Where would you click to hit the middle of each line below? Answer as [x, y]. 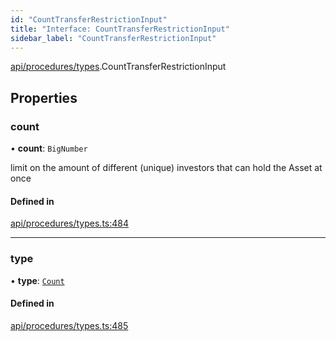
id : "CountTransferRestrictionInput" [89, 19]
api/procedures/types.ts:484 [70, 223]
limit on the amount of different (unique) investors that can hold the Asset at [166, 168]
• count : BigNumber [49, 148]
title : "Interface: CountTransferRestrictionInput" [120, 29]
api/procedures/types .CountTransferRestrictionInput [118, 67]
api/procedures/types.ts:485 [69, 325]
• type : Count [37, 280]
